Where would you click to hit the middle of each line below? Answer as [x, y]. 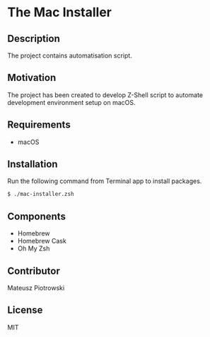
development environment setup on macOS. [71, 102]
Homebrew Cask [42, 241]
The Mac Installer [59, 12]
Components [36, 216]
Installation [33, 164]
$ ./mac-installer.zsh [41, 194]
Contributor [34, 271]
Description [34, 39]
